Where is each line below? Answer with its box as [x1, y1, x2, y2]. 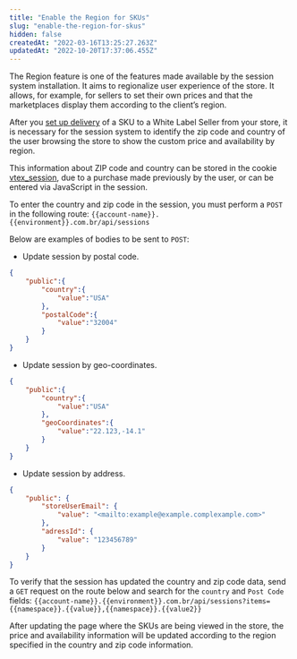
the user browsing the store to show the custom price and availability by [9, 136, 276, 147]
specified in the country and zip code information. [9, 639, 194, 650]
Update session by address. [21, 467, 126, 479]
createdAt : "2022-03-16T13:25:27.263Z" [9, 38, 158, 47]
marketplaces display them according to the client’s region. [9, 99, 227, 110]
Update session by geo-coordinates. [21, 359, 157, 370]
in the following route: [9, 209, 89, 219]
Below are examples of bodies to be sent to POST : [9, 234, 190, 244]
